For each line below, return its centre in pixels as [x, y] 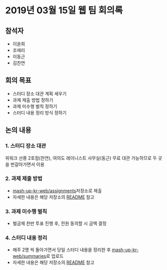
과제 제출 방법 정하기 [33, 100]
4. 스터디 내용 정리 [26, 238]
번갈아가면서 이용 [27, 164]
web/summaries [29, 256]
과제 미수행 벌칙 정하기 [35, 106]
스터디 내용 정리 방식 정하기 [40, 113]
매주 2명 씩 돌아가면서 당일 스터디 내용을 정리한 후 [62, 250]
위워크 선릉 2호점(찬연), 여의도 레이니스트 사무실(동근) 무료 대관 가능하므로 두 [81, 158]
